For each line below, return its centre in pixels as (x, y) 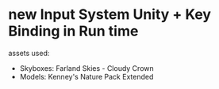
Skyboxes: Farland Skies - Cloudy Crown (87, 68)
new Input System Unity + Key (110, 15)
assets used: (29, 53)
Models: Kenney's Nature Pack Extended (86, 76)
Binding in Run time (73, 31)
